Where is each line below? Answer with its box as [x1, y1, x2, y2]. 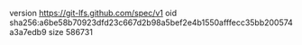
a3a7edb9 [9, 27, 47, 37]
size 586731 [48, 27, 93, 37]
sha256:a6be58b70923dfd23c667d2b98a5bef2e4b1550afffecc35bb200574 [9, 17, 293, 28]
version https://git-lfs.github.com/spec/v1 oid [9, 8, 178, 18]
